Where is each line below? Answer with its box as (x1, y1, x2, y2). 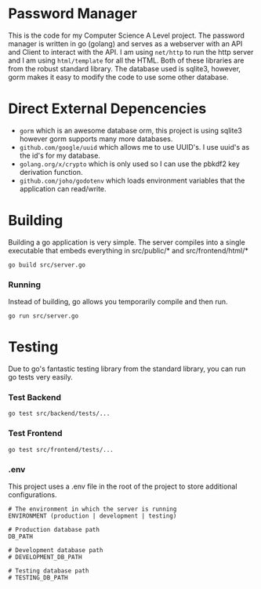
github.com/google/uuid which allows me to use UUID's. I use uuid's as (19, 142, 250, 151)
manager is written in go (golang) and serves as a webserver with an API (8, 38, 243, 48)
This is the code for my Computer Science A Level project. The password (8, 31, 245, 40)
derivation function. (19, 167, 83, 176)
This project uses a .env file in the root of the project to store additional (8, 482, 237, 491)
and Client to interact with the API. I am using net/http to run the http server (8, 47, 254, 56)
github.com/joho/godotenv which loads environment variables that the (19, 176, 245, 185)
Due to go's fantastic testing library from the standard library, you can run (8, 364, 246, 373)
